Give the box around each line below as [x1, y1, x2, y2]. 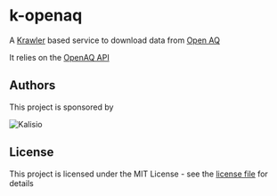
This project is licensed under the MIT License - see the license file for [9, 168, 269, 179]
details [9, 177, 34, 188]
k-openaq [9, 5, 83, 26]
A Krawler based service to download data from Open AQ [9, 35, 221, 45]
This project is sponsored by [9, 102, 114, 112]
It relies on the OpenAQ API [9, 52, 110, 62]
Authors [9, 78, 56, 94]
